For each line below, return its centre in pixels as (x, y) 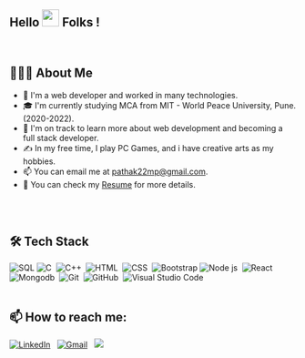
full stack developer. (61, 138)
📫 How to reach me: (68, 317)
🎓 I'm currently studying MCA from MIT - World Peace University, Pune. (159, 105)
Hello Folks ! (55, 22)
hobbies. (39, 161)
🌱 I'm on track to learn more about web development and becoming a (153, 128)
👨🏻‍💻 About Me (51, 73)
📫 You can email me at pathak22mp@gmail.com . (115, 171)
